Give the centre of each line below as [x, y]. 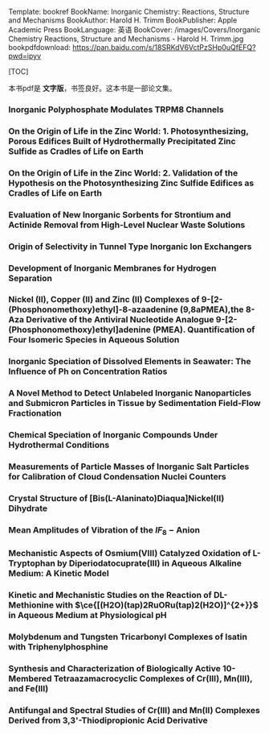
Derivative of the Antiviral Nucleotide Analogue [120, 320]
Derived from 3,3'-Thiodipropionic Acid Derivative [108, 720]
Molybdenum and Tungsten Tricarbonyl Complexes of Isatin [128, 637]
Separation [31, 278]
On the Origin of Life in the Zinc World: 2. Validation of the [123, 172]
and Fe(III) [29, 688]
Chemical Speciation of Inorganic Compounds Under [113, 435]
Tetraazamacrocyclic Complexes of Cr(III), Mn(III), [153, 678]
